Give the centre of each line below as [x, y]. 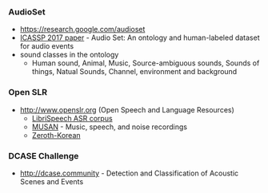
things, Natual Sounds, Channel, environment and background [134, 72]
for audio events [47, 46]
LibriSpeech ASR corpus [72, 118]
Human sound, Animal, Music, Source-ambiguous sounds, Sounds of [146, 63]
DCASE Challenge [44, 156]
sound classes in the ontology [69, 55]
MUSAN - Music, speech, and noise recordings [110, 127]
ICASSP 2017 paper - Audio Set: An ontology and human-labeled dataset [140, 37]
